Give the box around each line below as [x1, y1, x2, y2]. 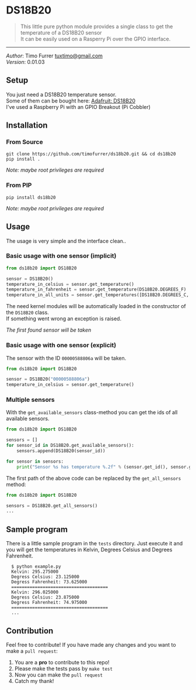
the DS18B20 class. [6, 309, 50, 316]
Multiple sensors [6, 396, 55, 404]
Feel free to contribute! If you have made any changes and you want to [6, 641, 176, 648]
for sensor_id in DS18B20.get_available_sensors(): [6, 443, 134, 449]
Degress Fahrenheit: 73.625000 [11, 579, 87, 585]
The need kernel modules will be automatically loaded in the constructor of [6, 303, 187, 310]
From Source [6, 138, 43, 146]
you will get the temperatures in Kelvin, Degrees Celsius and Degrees [6, 546, 173, 554]
